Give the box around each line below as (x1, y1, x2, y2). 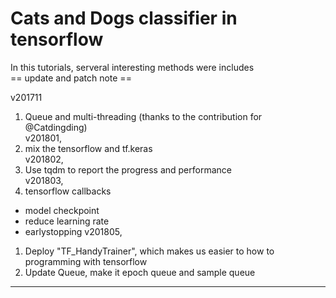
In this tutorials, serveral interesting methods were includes (10, 61, 255, 73)
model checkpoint (24, 204, 100, 216)
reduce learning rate (24, 215, 110, 227)
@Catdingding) (24, 121, 88, 133)
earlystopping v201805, (24, 225, 123, 237)
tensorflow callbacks (24, 185, 112, 197)
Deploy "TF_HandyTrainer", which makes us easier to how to (24, 245, 275, 257)
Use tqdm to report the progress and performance (24, 163, 232, 176)
